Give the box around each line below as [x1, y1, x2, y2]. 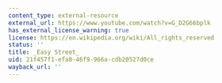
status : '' [8, 41, 44, 49]
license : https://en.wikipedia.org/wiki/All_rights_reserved [8, 33, 215, 42]
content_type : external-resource [8, 11, 119, 20]
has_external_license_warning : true [8, 26, 129, 34]
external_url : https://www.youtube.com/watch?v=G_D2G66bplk [8, 19, 212, 27]
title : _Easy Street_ [8, 48, 80, 56]
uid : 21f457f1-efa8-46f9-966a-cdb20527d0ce [8, 56, 155, 64]
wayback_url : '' [8, 63, 62, 71]
